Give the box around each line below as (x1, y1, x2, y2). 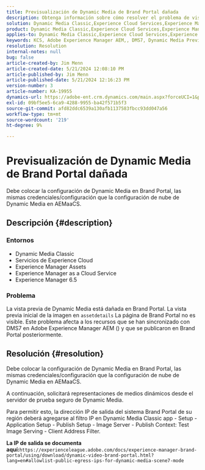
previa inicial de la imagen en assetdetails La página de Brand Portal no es (6, 312, 196, 319)
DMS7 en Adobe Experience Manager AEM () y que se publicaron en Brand (6, 325, 195, 332)
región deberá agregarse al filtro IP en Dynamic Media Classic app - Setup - (6, 414, 197, 422)
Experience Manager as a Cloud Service (15, 269, 117, 277)
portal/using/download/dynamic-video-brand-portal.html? (6, 452, 154, 458)
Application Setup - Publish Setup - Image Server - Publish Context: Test (6, 421, 189, 428)
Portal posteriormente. (6, 331, 63, 339)
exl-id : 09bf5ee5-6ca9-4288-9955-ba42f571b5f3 (6, 99, 127, 106)
